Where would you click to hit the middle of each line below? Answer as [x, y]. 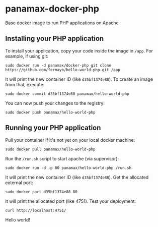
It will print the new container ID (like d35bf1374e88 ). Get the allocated [77, 177]
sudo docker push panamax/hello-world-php [50, 112]
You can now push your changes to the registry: [55, 103]
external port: [19, 183]
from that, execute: [25, 84]
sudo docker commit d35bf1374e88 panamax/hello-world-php [67, 94]
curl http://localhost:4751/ [36, 210]
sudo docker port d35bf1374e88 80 [42, 192]
